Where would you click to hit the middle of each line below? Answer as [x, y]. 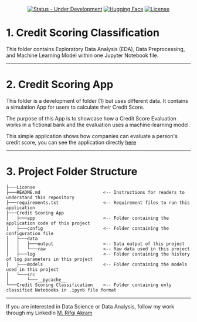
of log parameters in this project [50, 259]
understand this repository [40, 197]
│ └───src [21, 274]
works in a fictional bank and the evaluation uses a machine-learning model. [98, 125]
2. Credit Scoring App [60, 85]
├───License [21, 187]
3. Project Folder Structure [72, 172]
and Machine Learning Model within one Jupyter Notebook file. [82, 55]
